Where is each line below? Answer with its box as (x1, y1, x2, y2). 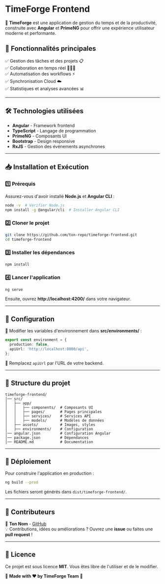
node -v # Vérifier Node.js (5, 203, 65, 208)
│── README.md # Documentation (5, 439, 93, 444)
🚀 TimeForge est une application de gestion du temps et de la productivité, (5, 20, 157, 26)
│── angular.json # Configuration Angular (5, 431, 111, 436)
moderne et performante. (5, 30, 56, 36)
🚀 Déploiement (5, 457, 51, 466)
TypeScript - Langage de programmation (12, 128, 96, 133)
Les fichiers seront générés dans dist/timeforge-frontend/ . (5, 489, 127, 495)
